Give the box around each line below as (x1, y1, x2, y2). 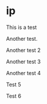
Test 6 (6, 92, 22, 99)
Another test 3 (6, 58, 41, 65)
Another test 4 (6, 69, 41, 76)
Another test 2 (6, 46, 41, 54)
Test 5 (6, 81, 22, 88)
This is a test (6, 24, 37, 31)
